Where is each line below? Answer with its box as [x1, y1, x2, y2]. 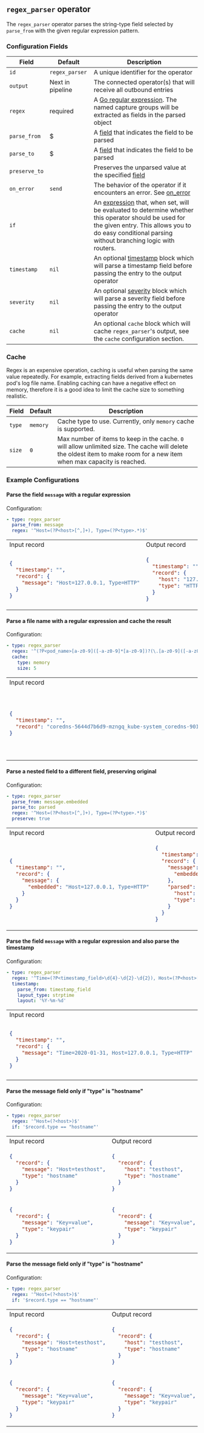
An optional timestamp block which [93, 254, 194, 262]
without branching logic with [93, 236, 175, 245]
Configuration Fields [6, 42, 69, 51]
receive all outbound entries [93, 86, 174, 94]
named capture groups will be [93, 103, 179, 111]
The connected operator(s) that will [93, 78, 195, 86]
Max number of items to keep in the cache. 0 [57, 435, 184, 443]
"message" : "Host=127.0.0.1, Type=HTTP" [21, 579, 140, 586]
